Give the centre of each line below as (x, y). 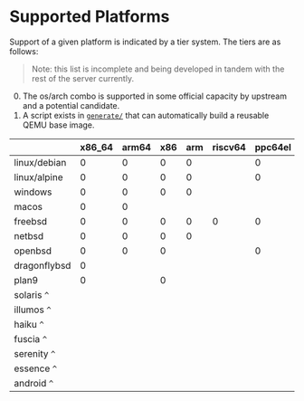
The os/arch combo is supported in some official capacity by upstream (155, 96)
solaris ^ (32, 294)
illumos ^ (33, 310)
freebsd (31, 221)
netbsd (29, 235)
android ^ (34, 383)
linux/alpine (38, 177)
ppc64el (273, 147)
